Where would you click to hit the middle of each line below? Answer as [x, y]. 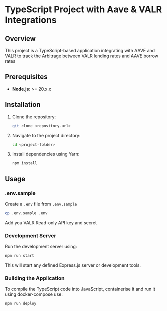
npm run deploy [21, 304]
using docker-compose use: [34, 294]
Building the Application [35, 278]
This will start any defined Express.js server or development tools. [73, 265]
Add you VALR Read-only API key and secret [51, 223]
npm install [25, 163]
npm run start [20, 256]
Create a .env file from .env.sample [41, 204]
